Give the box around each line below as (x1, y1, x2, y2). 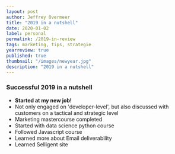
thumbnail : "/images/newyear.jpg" (6, 58, 92, 64)
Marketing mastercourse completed (14, 115, 103, 123)
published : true (6, 53, 46, 59)
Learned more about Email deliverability (14, 134, 112, 142)
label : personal (6, 31, 46, 37)
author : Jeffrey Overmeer (6, 14, 70, 20)
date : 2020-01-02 (6, 25, 49, 31)
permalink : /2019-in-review (6, 36, 76, 42)
